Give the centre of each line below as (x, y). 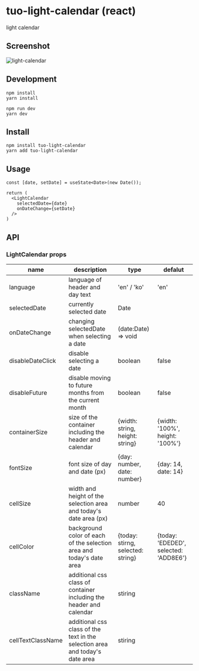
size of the (83, 417)
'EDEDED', (172, 543)
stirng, (127, 543)
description (90, 269)
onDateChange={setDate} (46, 209)
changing (81, 321)
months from (86, 393)
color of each (87, 535)
